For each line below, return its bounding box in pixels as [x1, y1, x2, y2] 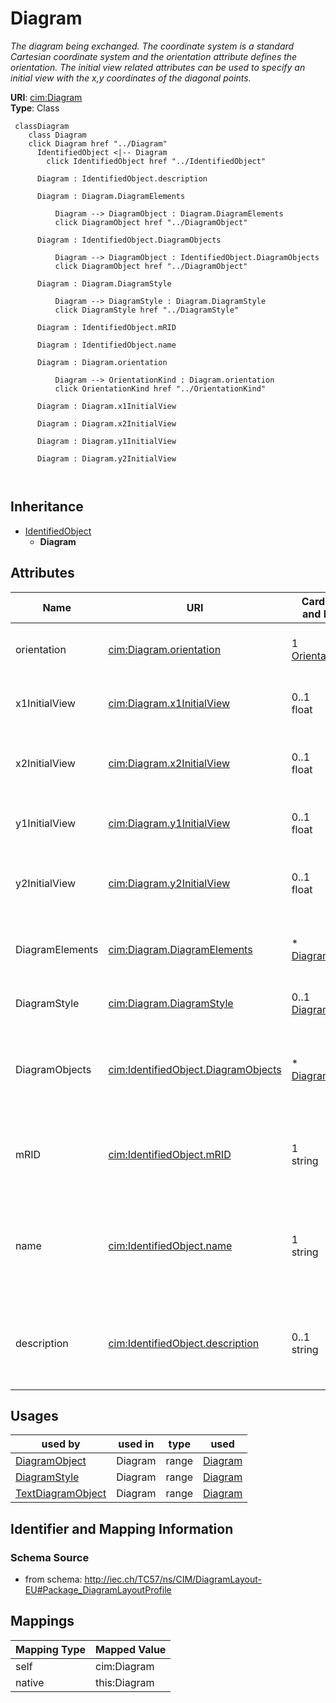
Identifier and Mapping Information [10, 1520, 234, 1537]
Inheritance [10, 498, 84, 516]
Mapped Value [95, 1642, 167, 1656]
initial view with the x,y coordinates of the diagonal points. [10, 72, 252, 84]
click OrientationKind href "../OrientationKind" [54, 383, 267, 394]
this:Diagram [95, 1675, 155, 1689]
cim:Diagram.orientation [108, 642, 222, 656]
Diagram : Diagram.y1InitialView [36, 436, 177, 446]
